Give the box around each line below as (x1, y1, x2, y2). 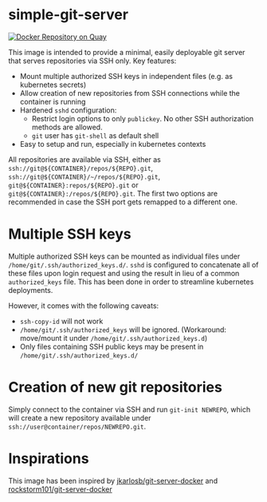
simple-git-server (8, 6, 129, 24)
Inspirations (8, 449, 89, 468)
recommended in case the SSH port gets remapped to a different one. (8, 197, 238, 207)
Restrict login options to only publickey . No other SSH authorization (31, 113, 254, 123)
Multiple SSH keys (8, 225, 132, 243)
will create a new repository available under (8, 413, 151, 422)
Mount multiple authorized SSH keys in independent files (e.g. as (19, 71, 234, 81)
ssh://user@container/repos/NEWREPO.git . (8, 421, 147, 431)
